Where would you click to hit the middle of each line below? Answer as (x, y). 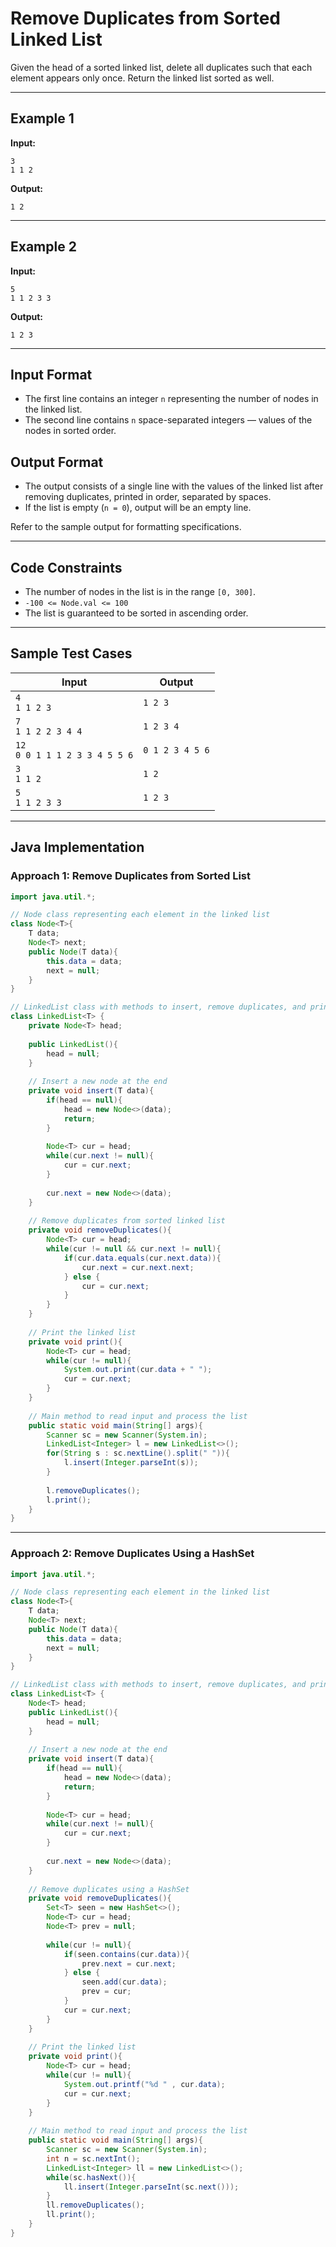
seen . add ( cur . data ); (124, 1982)
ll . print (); (71, 2215)
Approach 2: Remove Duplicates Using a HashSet (132, 1554)
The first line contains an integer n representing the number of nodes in (171, 399)
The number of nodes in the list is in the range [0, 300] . (140, 591)
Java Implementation (77, 847)
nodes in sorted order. (70, 431)
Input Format (51, 374)
